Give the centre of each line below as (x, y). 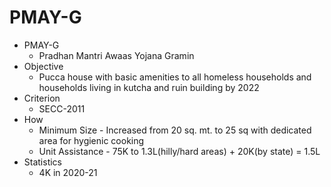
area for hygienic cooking (91, 140)
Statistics (43, 162)
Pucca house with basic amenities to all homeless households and (175, 77)
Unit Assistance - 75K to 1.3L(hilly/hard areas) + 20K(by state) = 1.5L (179, 151)
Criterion (42, 98)
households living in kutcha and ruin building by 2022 (149, 87)
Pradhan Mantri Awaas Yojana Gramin (116, 55)
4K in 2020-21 (68, 172)
